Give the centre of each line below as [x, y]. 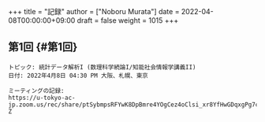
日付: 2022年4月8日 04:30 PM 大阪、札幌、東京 [78, 76]
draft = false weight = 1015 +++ [128, 20]
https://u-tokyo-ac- [42, 98]
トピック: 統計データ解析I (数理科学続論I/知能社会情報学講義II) [102, 67]
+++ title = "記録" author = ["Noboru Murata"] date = [94, 11]
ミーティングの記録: [36, 91]
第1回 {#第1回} [43, 47]
